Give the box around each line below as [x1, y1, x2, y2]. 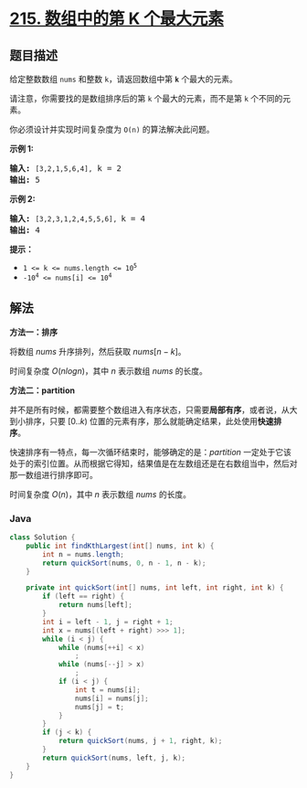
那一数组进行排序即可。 [9, 469, 98, 480]
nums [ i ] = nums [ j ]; [74, 694, 149, 703]
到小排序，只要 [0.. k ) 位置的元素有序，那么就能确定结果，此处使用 [9, 415, 259, 426]
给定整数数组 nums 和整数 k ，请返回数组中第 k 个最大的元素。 [9, 74, 238, 84]
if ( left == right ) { [42, 591, 125, 602]
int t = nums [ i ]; [74, 685, 142, 695]
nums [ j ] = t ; [74, 702, 125, 711]
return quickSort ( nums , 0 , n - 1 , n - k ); [42, 559, 206, 568]
